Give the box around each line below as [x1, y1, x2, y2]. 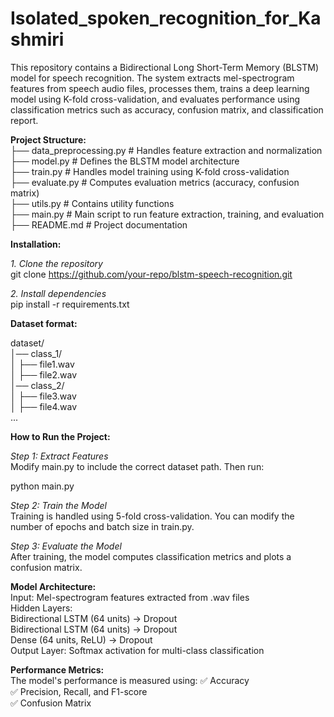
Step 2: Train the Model [10, 499, 107, 511]
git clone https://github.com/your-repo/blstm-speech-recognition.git [10, 268, 293, 280]
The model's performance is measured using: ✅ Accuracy [10, 674, 250, 686]
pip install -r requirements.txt [10, 298, 130, 310]
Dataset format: [10, 317, 78, 329]
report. [10, 114, 39, 126]
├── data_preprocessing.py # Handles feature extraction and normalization [10, 144, 323, 156]
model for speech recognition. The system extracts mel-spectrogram [10, 72, 295, 84]
